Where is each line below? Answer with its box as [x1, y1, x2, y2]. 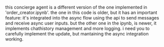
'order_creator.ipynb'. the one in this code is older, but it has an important [5, 9, 157, 15]
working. [5, 36, 24, 42]
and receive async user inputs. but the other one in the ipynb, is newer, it [5, 20, 157, 26]
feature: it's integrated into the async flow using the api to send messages [5, 15, 159, 20]
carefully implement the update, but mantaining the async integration [5, 31, 149, 36]
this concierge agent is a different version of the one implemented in [5, 4, 147, 10]
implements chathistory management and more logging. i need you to [5, 25, 150, 31]
